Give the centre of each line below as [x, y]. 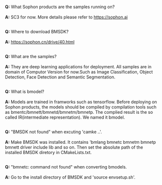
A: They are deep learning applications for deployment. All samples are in [78, 67]
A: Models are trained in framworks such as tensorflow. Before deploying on [81, 102]
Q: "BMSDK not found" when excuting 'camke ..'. [54, 132]
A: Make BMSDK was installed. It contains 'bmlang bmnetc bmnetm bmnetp [81, 142]
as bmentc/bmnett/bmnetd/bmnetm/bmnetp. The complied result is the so [79, 112]
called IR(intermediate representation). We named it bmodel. [65, 117]
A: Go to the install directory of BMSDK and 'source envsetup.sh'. [70, 177]
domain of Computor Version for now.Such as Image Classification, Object [79, 72]
